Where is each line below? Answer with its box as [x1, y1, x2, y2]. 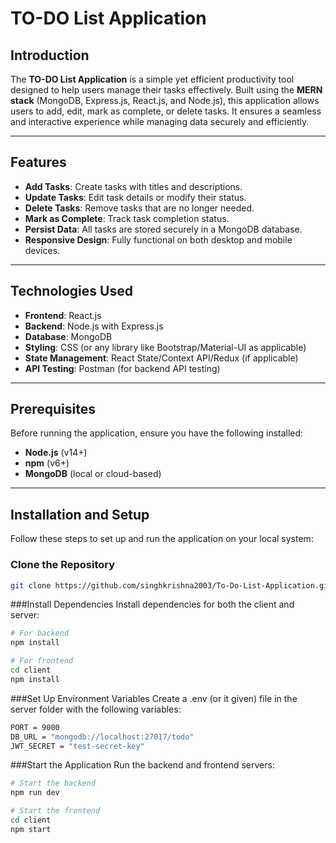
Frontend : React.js [24, 309, 102, 321]
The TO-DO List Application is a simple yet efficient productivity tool [10, 73, 295, 85]
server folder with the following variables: [10, 703, 182, 715]
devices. [24, 244, 61, 256]
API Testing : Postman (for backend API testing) [24, 362, 221, 374]
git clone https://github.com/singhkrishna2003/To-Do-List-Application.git [10, 580, 333, 591]
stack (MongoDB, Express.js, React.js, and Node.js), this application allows [10, 95, 320, 106]
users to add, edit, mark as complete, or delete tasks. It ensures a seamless [10, 105, 322, 117]
